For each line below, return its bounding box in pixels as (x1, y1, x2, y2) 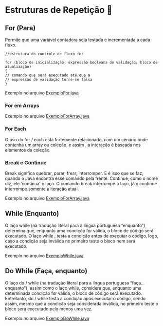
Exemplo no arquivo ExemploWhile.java (5, 253, 84, 259)
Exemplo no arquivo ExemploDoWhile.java (5, 315, 90, 321)
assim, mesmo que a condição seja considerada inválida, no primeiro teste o (5, 301, 159, 306)
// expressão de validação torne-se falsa (5, 77, 92, 82)
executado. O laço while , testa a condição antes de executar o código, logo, (5, 233, 159, 239)
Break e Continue (5, 159, 47, 166)
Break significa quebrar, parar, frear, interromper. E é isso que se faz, (5, 170, 144, 176)
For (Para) (5, 24, 36, 32)
